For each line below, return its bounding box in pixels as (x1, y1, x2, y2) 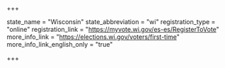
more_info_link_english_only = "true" (6, 40, 113, 48)
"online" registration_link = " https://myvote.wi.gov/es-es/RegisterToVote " (6, 25, 220, 33)
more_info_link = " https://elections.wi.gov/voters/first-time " (6, 33, 180, 41)
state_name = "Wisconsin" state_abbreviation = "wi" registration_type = (6, 18, 216, 25)
